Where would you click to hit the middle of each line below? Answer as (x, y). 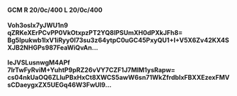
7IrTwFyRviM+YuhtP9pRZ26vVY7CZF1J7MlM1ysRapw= (91, 70)
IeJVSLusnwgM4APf (39, 62)
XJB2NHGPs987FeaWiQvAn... (53, 48)
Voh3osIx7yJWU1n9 (38, 25)
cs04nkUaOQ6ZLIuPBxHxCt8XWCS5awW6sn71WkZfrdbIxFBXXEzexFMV (118, 78)
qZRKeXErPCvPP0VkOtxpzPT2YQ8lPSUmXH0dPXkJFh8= (95, 33)
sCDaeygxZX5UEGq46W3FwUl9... (59, 85)
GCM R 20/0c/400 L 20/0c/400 (55, 10)
